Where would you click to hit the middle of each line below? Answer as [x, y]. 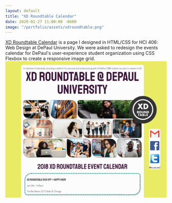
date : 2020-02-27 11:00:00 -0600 [41, 22]
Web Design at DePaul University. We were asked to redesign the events [82, 48]
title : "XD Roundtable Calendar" [41, 16]
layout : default [23, 11]
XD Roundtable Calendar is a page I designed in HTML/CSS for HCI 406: [82, 42]
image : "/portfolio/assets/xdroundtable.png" [55, 27]
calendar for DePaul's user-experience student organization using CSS [80, 53]
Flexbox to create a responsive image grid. [50, 58]
